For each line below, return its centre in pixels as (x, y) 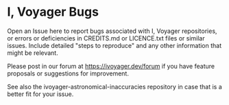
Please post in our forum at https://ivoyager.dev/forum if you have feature (111, 66)
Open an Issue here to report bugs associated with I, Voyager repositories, (112, 31)
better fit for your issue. (40, 94)
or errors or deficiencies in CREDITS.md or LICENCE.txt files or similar (106, 38)
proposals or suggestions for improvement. (68, 73)
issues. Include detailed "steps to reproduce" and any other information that (114, 45)
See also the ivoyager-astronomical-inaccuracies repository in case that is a (115, 86)
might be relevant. (33, 53)
